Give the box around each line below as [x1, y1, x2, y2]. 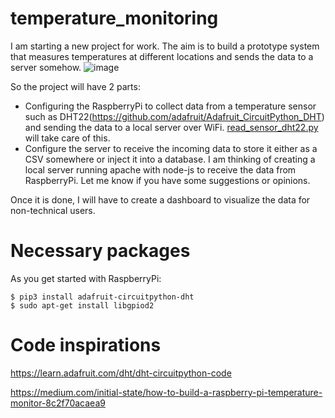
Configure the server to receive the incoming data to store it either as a [24, 142, 318, 154]
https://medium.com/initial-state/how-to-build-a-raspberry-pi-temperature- [10, 386, 323, 398]
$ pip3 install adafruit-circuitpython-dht [10, 292, 195, 302]
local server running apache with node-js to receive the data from [24, 163, 297, 176]
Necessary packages [10, 240, 191, 262]
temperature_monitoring [10, 7, 219, 30]
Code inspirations [10, 334, 162, 357]
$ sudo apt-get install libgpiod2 [10, 300, 155, 311]
